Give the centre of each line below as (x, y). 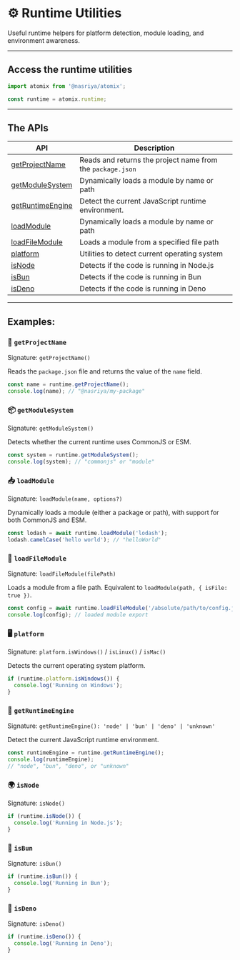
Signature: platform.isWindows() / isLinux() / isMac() (87, 652)
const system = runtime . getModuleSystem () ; (73, 455)
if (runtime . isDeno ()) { (44, 936)
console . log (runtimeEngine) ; (51, 759)
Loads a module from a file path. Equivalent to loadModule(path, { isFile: (117, 588)
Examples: (31, 322)
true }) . (20, 595)
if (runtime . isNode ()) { (44, 816)
